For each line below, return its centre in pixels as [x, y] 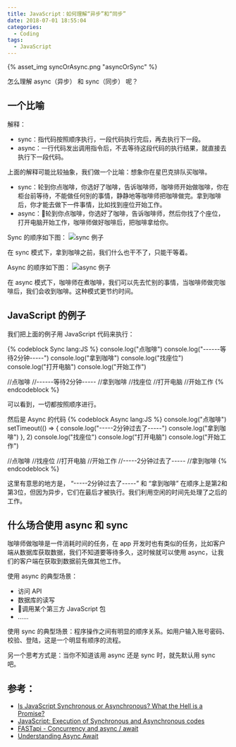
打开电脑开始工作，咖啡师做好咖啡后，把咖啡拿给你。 [95, 222]
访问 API [30, 592]
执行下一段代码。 [42, 157]
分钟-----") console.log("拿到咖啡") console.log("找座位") [100, 358]
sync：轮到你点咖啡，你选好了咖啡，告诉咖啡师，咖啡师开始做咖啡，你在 [123, 187]
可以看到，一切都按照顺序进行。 [54, 404]
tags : [15, 40]
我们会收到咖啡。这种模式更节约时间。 [81, 291]
